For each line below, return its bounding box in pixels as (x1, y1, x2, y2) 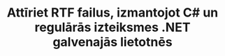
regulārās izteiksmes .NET (34, 19, 191, 35)
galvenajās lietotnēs (52, 35, 173, 50)
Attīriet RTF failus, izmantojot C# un (6, 5, 219, 21)
